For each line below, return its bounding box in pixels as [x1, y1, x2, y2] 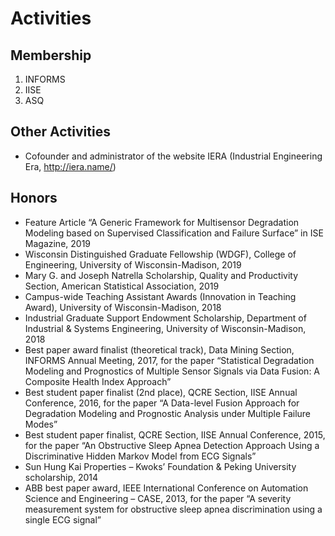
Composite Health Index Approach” [24, 375, 172, 387]
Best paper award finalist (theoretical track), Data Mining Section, [24, 343, 295, 356]
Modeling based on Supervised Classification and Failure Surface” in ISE [24, 227, 324, 239]
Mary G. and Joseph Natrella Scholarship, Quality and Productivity [24, 269, 299, 281]
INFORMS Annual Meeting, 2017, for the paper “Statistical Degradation [24, 354, 315, 366]
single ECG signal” [24, 513, 102, 526]
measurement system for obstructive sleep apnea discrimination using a [24, 503, 323, 515]
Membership [10, 47, 92, 64]
